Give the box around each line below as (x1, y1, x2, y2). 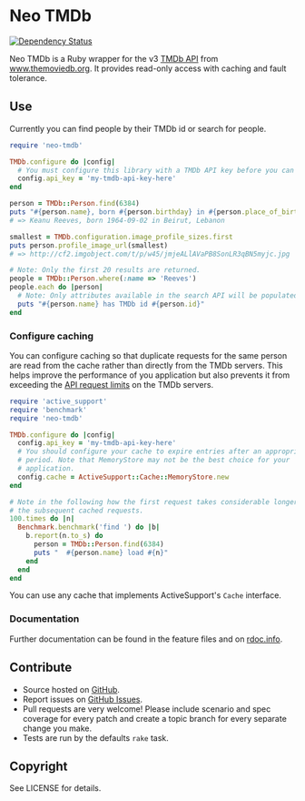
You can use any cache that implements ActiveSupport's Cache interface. (9, 590, 281, 601)
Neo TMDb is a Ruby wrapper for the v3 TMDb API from (9, 53, 219, 64)
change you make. (22, 723, 93, 734)
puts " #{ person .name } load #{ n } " (33, 548, 169, 557)
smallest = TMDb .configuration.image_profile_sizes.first (9, 232, 233, 241)
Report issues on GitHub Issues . (22, 694, 143, 705)
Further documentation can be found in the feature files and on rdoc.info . (9, 634, 283, 644)
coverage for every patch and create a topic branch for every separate (22, 713, 288, 724)
